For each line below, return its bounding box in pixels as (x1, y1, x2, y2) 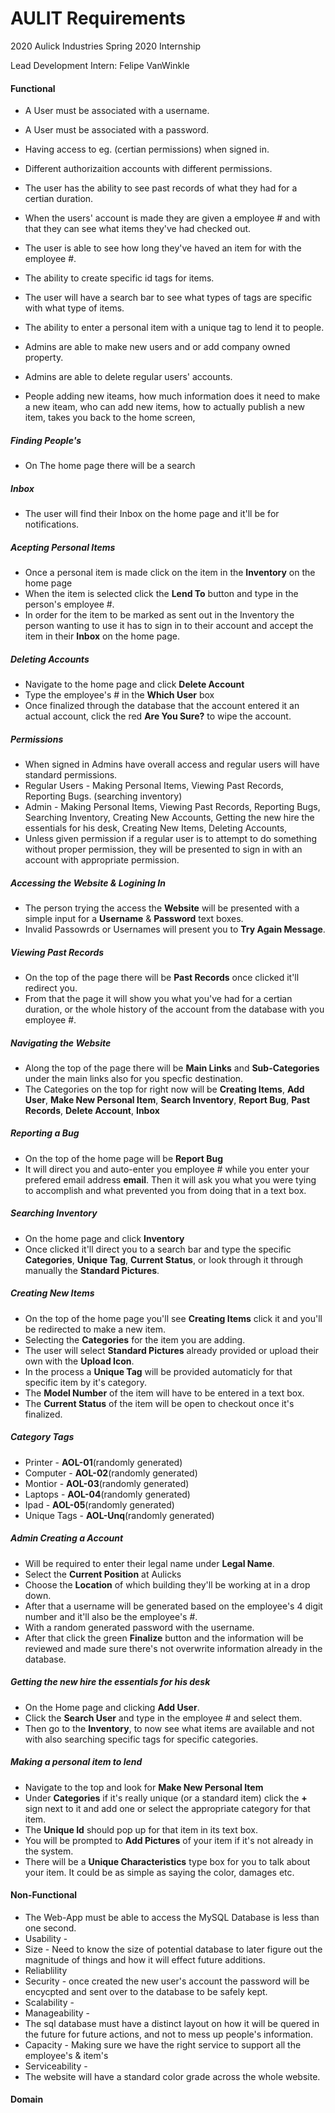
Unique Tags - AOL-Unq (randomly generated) (24, 1509, 215, 1521)
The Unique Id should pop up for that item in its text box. (24, 1823, 259, 1836)
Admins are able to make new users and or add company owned (24, 341, 291, 353)
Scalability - (24, 1996, 75, 2008)
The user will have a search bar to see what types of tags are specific (24, 292, 313, 304)
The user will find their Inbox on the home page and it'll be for (24, 508, 280, 520)
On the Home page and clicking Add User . (24, 1701, 200, 1713)
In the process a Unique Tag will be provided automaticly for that (24, 1365, 293, 1377)
